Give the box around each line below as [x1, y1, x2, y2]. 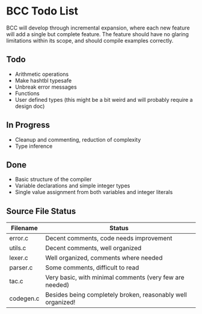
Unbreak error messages [14, 83, 77, 90]
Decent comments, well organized [44, 244, 142, 253]
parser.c [9, 263, 33, 272]
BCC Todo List [6, 4, 79, 18]
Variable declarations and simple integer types [14, 182, 130, 189]
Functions [14, 89, 40, 97]
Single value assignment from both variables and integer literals [14, 189, 173, 196]
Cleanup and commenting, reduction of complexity [14, 136, 141, 143]
